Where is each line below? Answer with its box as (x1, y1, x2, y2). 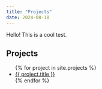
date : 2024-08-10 (6, 14, 50, 20)
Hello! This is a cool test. (6, 31, 67, 38)
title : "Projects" (6, 8, 52, 15)
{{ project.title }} (14, 70, 55, 78)
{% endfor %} (14, 77, 50, 84)
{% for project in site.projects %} (14, 64, 97, 72)
